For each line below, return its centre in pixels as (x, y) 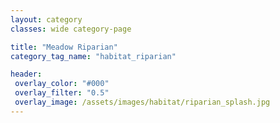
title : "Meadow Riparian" (64, 47)
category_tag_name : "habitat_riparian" (93, 56)
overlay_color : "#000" (62, 84)
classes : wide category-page (71, 29)
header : (26, 74)
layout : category (46, 19)
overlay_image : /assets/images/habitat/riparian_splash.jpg (142, 102)
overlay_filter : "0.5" (62, 93)
